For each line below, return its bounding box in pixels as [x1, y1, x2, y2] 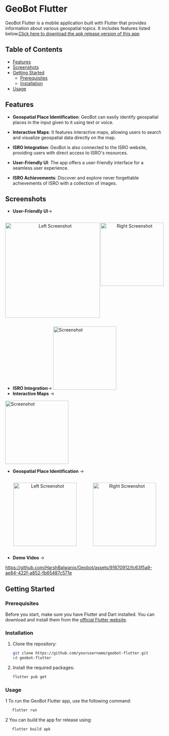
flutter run [12, 708, 37, 713]
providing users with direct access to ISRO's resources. [12, 150, 128, 156]
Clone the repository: [12, 641, 57, 647]
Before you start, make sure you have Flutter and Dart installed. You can [5, 611, 155, 617]
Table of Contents [5, 45, 63, 54]
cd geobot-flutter [12, 655, 51, 660]
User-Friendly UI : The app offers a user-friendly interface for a [12, 159, 144, 165]
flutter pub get [12, 675, 47, 680]
